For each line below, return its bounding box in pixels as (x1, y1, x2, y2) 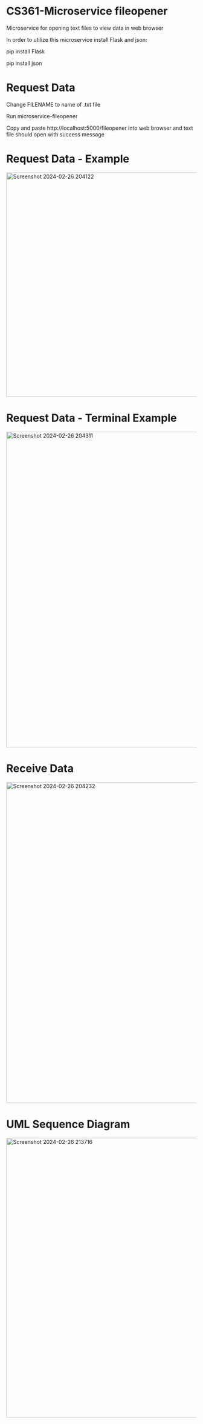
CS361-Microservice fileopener (6, 4, 168, 18)
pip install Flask (6, 47, 45, 55)
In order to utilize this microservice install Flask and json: (6, 36, 147, 43)
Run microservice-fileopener (6, 112, 78, 119)
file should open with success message (6, 130, 105, 138)
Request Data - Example (6, 152, 130, 166)
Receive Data (6, 761, 74, 775)
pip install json (6, 59, 42, 67)
